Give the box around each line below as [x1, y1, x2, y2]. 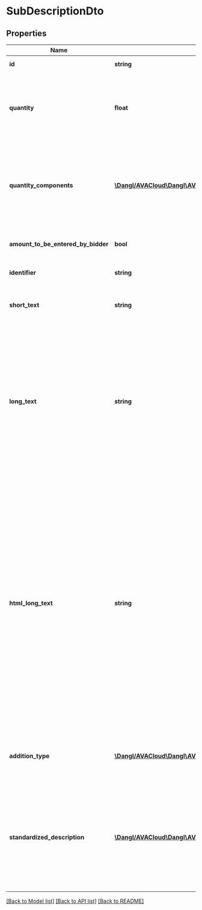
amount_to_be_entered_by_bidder [9, 240, 109, 248]
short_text [9, 301, 40, 309]
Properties [6, 28, 47, 39]
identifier [9, 269, 36, 276]
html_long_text [9, 599, 53, 607]
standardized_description [9, 833, 85, 841]
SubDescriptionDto [6, 4, 104, 18]
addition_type [9, 752, 50, 760]
